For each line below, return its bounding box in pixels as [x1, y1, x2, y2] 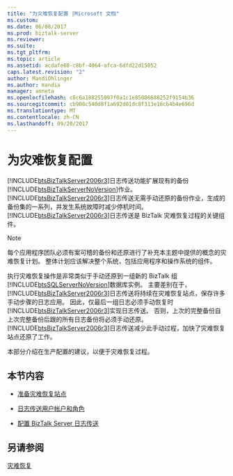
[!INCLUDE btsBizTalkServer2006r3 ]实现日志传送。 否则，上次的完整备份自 [7, 307, 221, 315]
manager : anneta [7, 88, 54, 95]
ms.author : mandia [7, 81, 61, 88]
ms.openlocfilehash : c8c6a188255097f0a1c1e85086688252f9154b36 [7, 95, 195, 102]
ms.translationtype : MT [7, 107, 77, 114]
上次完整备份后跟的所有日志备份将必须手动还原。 [7, 315, 147, 324]
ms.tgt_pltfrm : [7, 49, 51, 56]
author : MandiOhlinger [7, 74, 73, 82]
